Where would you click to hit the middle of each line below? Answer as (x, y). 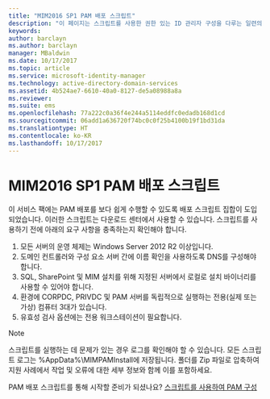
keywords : (25, 31)
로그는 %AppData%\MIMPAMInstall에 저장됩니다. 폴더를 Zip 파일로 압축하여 (138, 360)
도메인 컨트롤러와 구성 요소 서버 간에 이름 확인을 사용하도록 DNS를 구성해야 (138, 257)
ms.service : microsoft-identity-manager (77, 76)
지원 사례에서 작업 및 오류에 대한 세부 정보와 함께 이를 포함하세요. (110, 370)
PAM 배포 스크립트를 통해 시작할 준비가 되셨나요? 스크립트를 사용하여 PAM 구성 (133, 387)
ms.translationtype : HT (48, 128)
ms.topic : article (39, 69)
